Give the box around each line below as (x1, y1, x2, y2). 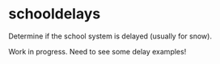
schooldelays (8, 5, 101, 23)
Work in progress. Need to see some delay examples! (8, 46, 187, 56)
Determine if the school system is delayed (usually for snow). (8, 31, 213, 41)
